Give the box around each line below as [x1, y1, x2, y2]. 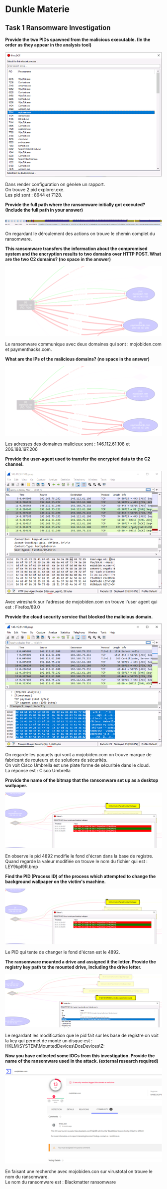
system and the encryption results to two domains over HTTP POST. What [5, 251, 162, 257]
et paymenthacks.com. [5, 346, 52, 352]
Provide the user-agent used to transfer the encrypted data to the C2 [5, 456, 151, 462]
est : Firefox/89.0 [5, 604, 40, 610]
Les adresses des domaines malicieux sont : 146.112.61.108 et [5, 441, 130, 447]
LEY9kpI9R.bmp [5, 864, 38, 870]
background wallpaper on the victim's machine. [5, 879, 106, 885]
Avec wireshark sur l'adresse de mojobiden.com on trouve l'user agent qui [5, 598, 158, 604]
